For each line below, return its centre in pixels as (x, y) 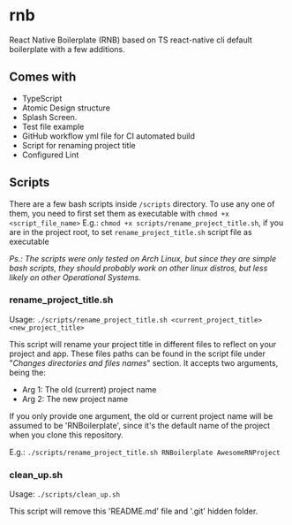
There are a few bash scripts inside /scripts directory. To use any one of (142, 203)
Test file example (53, 126)
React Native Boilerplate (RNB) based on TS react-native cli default (131, 40)
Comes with (43, 77)
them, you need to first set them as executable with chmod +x (119, 213)
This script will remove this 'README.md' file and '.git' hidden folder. (134, 511)
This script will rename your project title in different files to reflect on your (143, 344)
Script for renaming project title (79, 145)
